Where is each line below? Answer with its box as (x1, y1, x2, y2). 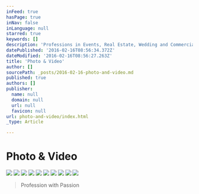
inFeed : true (6, 8, 38, 15)
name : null (11, 91, 38, 97)
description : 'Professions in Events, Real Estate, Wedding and (6, 42, 168, 48)
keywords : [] (6, 36, 38, 42)
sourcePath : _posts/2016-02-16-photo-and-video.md (6, 69, 134, 75)
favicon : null (11, 108, 46, 114)
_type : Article (6, 119, 44, 125)
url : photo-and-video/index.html (6, 113, 89, 119)
